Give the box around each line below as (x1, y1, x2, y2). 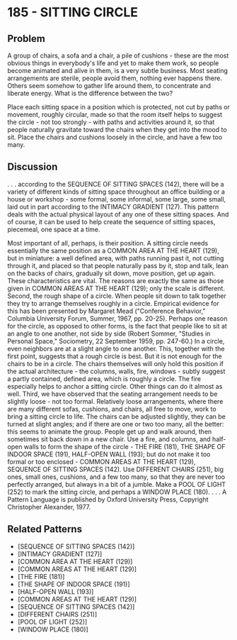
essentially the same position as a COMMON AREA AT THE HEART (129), (7, 246, 219, 255)
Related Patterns (7, 523, 83, 536)
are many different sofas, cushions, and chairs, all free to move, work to (7, 404, 217, 413)
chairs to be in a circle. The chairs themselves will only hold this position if (7, 359, 224, 368)
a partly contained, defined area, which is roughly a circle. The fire (7, 374, 202, 383)
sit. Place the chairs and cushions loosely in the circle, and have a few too (7, 133, 223, 141)
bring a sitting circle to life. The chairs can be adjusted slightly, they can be (7, 412, 226, 421)
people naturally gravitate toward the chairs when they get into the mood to (7, 126, 228, 133)
